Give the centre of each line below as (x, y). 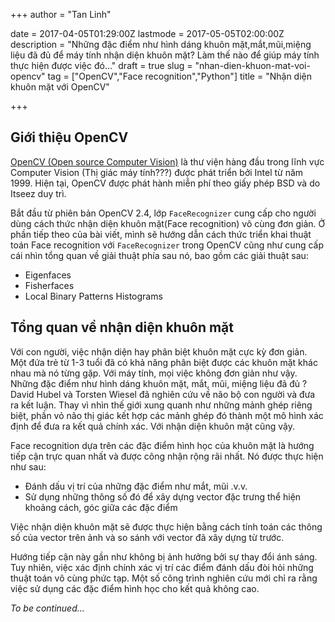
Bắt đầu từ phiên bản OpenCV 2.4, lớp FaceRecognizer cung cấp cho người (163, 213)
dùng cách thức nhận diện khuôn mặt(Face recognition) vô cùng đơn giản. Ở (168, 223)
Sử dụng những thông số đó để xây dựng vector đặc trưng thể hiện (163, 496)
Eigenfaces (48, 275)
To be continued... (47, 608)
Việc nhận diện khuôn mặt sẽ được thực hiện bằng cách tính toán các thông (166, 526)
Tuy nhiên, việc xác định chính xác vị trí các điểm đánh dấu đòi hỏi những (162, 567)
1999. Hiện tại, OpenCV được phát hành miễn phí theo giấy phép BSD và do (165, 183)
